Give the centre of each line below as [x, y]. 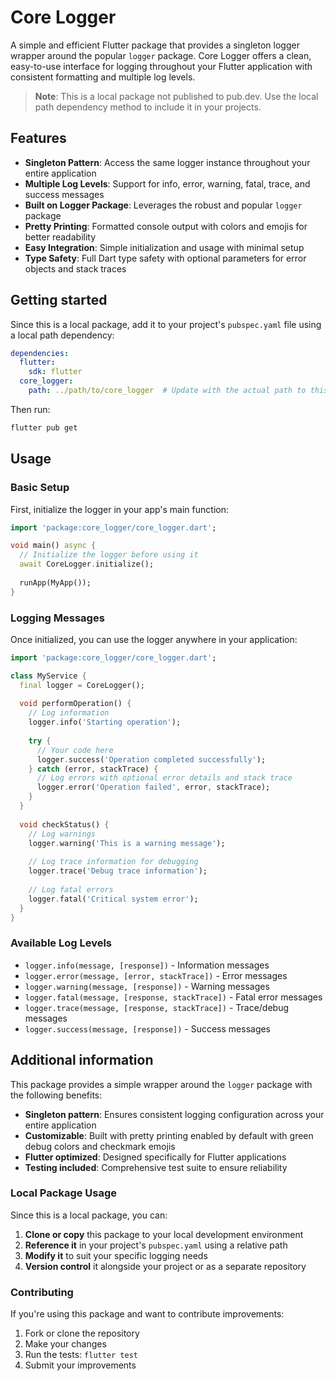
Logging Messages [57, 618]
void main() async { [53, 546]
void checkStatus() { [64, 824]
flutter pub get [44, 427]
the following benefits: [56, 1095]
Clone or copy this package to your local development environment [164, 1234]
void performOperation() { [75, 704]
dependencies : [40, 353]
